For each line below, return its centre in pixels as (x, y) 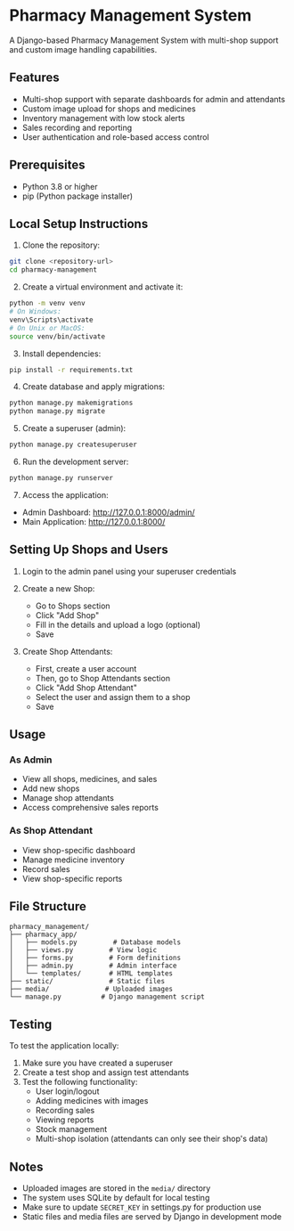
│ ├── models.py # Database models (95, 942)
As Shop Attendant (51, 831)
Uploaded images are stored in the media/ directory (116, 1188)
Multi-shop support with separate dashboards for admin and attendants (154, 99)
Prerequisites (47, 165)
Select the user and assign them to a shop (113, 697)
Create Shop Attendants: (67, 651)
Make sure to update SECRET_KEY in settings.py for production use (142, 1207)
